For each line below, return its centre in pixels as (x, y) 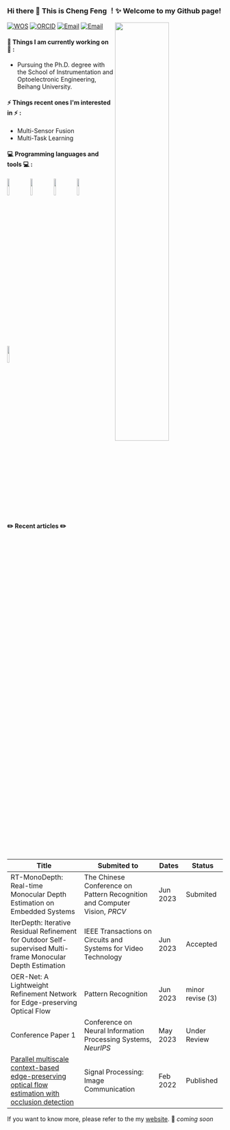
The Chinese (105, 877)
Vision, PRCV (105, 912)
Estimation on (33, 903)
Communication (110, 1089)
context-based (35, 1068)
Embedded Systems (43, 912)
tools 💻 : (20, 164)
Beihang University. (44, 87)
